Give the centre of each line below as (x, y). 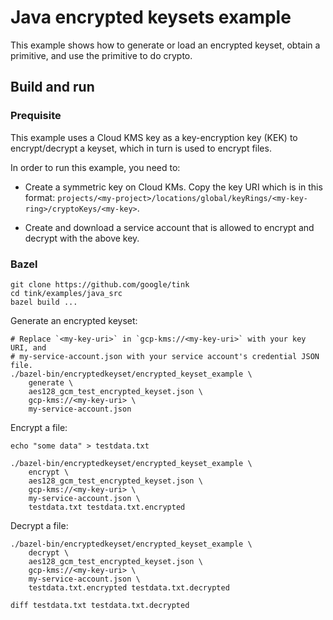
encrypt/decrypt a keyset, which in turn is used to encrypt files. (141, 148)
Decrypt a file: (39, 525)
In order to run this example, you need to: (95, 167)
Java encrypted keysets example (151, 17)
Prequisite (36, 116)
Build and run (52, 87)
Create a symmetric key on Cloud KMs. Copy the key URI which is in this (173, 187)
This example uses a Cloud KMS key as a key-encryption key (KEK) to (154, 137)
